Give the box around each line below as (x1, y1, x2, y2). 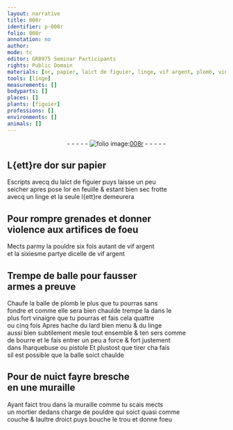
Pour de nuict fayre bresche (7, 371, 130, 383)
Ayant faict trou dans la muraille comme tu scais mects (7, 400, 164, 408)
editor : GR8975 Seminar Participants (7, 56, 116, 63)
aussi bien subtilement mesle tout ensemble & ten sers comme (7, 328, 186, 337)
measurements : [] (7, 81, 58, 88)
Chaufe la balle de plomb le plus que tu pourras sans (7, 298, 158, 307)
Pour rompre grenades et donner (7, 213, 151, 225)
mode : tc (7, 49, 33, 56)
